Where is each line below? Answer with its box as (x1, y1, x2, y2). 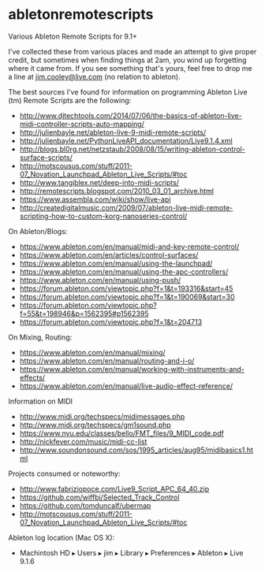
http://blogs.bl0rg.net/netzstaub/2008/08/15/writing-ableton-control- (19, 144, 246, 154)
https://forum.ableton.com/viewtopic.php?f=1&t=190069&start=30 (19, 292, 235, 301)
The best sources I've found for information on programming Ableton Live (8, 87, 248, 96)
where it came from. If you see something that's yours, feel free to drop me (8, 63, 252, 72)
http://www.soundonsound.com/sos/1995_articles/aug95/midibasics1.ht (19, 445, 254, 455)
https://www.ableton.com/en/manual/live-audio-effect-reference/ (19, 381, 233, 391)
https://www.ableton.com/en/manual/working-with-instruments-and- (19, 364, 244, 373)
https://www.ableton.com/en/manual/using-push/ (19, 275, 181, 284)
